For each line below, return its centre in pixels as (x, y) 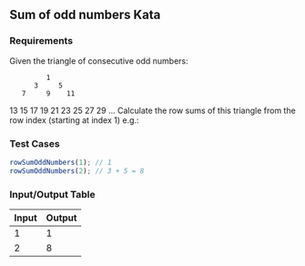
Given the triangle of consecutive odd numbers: (99, 61)
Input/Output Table (52, 194)
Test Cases (35, 143)
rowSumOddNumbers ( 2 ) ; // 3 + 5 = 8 (77, 171)
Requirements (41, 41)
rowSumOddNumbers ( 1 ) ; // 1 (61, 162)
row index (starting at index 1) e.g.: (74, 120)
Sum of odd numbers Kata (85, 15)
